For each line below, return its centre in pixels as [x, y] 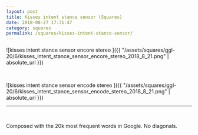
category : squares [29, 28]
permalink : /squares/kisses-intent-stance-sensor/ [70, 33]
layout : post [22, 11]
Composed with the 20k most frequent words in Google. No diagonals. [92, 126]
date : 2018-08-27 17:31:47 [39, 22]
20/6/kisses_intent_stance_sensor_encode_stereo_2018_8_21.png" [87, 92]
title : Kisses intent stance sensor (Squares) [64, 17]
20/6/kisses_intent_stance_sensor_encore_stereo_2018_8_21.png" [86, 56]
